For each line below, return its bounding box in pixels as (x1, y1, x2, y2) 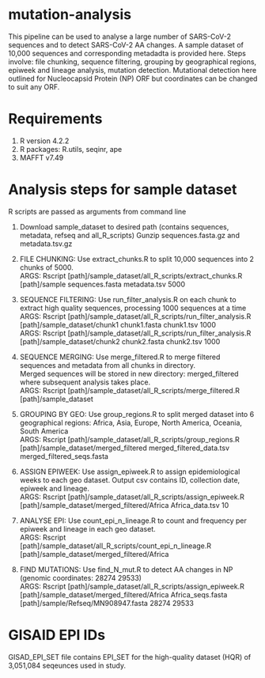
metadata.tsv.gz (19, 239, 73, 248)
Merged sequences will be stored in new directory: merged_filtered (19, 369, 239, 378)
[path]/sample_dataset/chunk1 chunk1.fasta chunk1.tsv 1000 (19, 320, 216, 329)
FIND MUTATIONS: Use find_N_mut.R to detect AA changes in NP (19, 564, 233, 574)
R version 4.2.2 (19, 136, 70, 146)
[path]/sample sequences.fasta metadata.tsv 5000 (19, 279, 186, 289)
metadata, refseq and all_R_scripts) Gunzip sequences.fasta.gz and (19, 230, 240, 240)
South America (19, 426, 69, 436)
